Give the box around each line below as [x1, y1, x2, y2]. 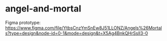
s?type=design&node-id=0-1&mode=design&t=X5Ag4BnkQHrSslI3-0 [5, 30, 148, 36]
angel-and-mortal [5, 3, 82, 14]
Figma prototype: [5, 19, 41, 25]
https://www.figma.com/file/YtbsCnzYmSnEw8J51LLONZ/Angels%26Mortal [5, 24, 162, 30]
